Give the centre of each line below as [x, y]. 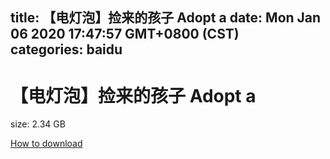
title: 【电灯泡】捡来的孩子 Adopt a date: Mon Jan [166, 18]
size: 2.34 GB [38, 124]
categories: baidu [66, 49]
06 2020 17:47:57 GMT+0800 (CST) [125, 34]
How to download [46, 144]
